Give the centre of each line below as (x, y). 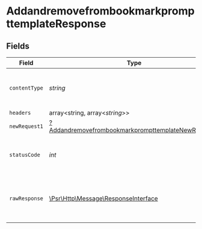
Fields (18, 46)
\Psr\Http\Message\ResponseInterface (103, 198)
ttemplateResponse (56, 24)
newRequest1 (26, 127)
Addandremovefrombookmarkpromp (100, 11)
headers (20, 113)
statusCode (25, 155)
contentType (26, 88)
